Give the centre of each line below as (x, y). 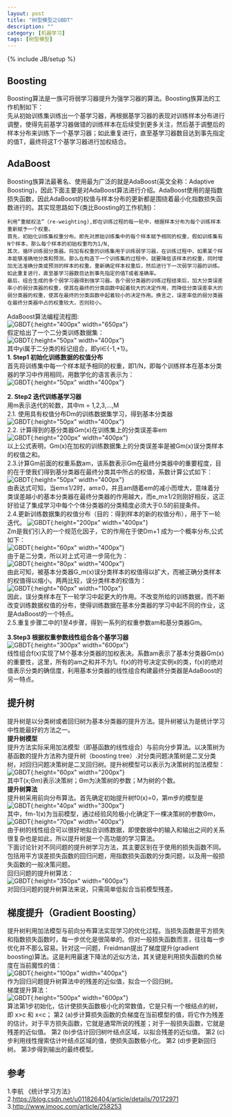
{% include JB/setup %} (41, 59)
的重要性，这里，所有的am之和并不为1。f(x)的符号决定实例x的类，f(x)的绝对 (115, 661)
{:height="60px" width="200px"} (78, 772)
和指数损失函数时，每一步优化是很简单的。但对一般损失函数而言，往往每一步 (116, 940)
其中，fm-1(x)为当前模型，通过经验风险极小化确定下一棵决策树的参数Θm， (113, 814)
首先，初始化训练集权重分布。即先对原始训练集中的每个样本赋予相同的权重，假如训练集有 (115, 236)
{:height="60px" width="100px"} (77, 588)
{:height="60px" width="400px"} (78, 547)
